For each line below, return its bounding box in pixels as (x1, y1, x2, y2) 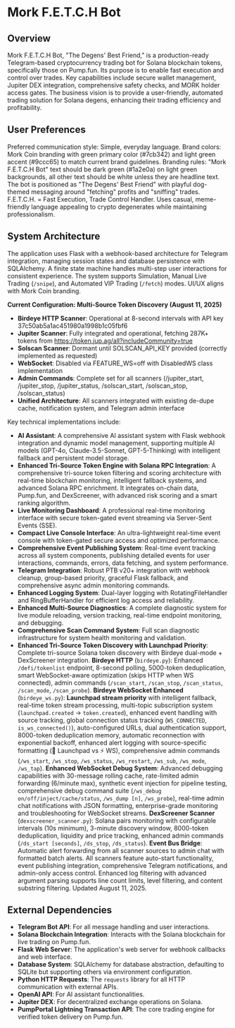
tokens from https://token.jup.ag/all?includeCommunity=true (17, 336, 193, 345)
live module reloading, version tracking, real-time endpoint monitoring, (17, 611, 222, 619)
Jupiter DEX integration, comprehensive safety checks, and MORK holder (7, 81, 220, 89)
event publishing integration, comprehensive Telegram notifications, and (17, 861, 227, 869)
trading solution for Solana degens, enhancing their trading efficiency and (7, 96, 222, 104)
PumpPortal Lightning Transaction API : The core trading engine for (17, 1005, 215, 1014)
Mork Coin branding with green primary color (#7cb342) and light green (7, 149, 216, 159)
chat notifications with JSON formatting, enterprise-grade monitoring (17, 801, 218, 809)
